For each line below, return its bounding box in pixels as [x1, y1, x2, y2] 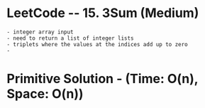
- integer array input [6, 28, 74, 36]
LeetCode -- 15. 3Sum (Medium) [6, 5, 199, 21]
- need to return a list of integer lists [6, 34, 134, 42]
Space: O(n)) [6, 86, 84, 102]
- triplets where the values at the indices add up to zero [6, 40, 189, 48]
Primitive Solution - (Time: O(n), [6, 71, 199, 87]
